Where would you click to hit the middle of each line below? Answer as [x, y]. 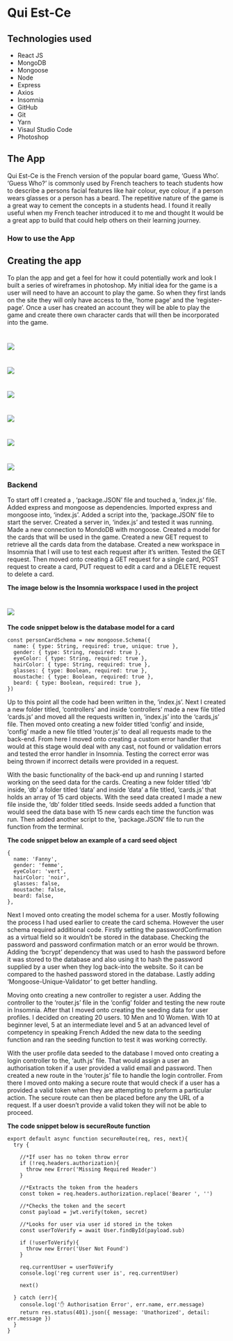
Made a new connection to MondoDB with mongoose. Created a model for [114, 529]
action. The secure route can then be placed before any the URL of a [106, 1097]
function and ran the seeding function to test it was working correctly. [107, 1039]
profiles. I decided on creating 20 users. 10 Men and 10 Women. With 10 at [114, 1017]
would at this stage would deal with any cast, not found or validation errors [114, 746]
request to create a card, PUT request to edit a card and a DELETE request [114, 566]
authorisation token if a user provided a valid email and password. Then [110, 1068]
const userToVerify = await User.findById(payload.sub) [103, 1230]
